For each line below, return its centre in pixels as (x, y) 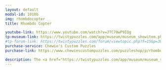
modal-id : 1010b (22, 14)
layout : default (22, 10)
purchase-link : (21, 51)
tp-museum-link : (22, 37)
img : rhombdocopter (25, 19)
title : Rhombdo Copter (28, 23)
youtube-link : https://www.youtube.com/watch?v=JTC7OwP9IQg (68, 33)
